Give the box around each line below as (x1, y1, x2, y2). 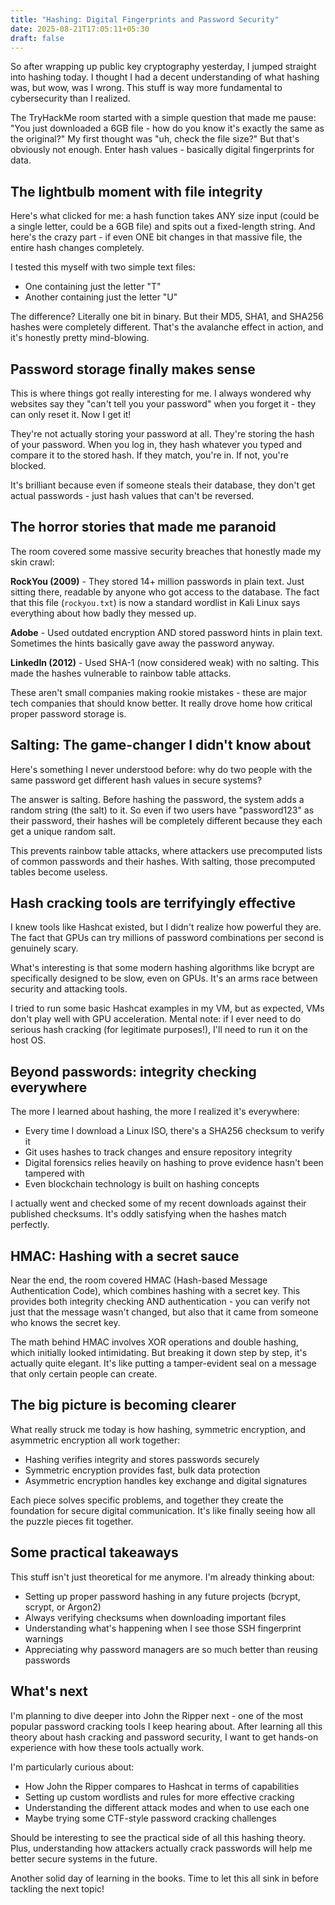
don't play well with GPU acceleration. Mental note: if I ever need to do (10, 1013, 302, 1025)
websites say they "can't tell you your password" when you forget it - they (10, 398, 317, 410)
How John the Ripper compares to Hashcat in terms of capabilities (24, 1780, 300, 1792)
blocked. (10, 460, 47, 471)
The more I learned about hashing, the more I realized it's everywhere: (10, 1106, 300, 1118)
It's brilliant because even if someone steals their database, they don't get (10, 479, 316, 491)
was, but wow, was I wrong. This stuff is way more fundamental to (10, 82, 283, 94)
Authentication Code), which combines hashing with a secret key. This (10, 1285, 301, 1297)
